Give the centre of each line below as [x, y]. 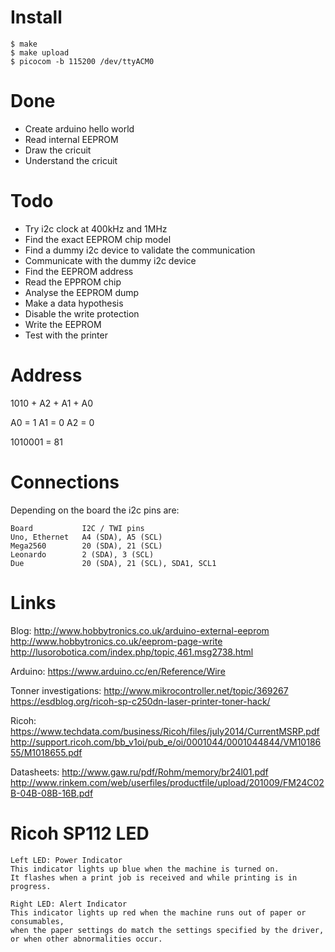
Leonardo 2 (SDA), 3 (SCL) [82, 554]
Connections [65, 482]
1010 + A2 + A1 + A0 [52, 403]
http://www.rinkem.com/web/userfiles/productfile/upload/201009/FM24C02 [167, 782]
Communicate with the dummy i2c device [110, 260]
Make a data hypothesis [74, 303]
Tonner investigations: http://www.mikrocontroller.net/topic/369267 [149, 690]
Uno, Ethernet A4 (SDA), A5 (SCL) [86, 537]
